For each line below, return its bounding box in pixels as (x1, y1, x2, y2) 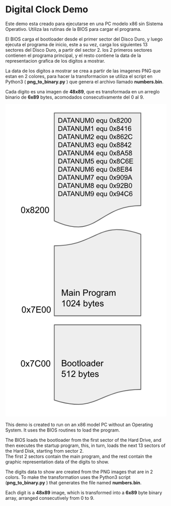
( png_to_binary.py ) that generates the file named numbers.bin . (5, 479, 142, 485)
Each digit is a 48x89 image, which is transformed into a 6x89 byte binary (5, 489, 162, 496)
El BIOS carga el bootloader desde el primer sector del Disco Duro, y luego (5, 36, 163, 42)
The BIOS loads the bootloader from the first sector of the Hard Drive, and (5, 437, 162, 443)
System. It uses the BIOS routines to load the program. (5, 427, 120, 433)
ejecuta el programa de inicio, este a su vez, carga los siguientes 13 (5, 41, 148, 47)
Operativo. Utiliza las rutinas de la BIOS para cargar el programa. (5, 26, 142, 32)
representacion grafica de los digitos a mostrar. (5, 57, 105, 64)
